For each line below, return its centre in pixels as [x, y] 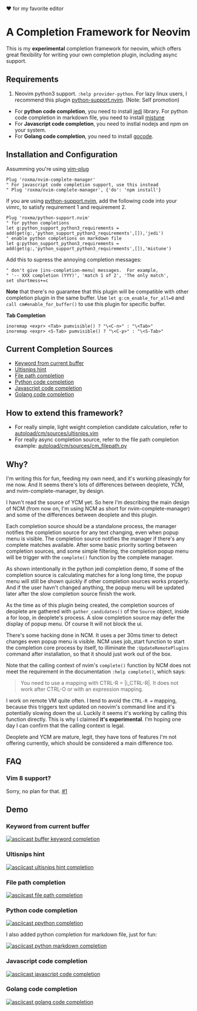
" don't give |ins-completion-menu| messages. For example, [82, 270]
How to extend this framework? [64, 413]
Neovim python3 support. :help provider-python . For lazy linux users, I [101, 93]
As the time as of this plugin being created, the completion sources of [90, 605]
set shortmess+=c [27, 281]
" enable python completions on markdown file [64, 238]
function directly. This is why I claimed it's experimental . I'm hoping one [94, 719]
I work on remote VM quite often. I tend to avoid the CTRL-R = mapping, [91, 701]
